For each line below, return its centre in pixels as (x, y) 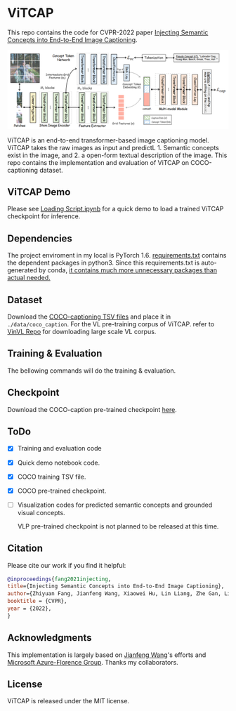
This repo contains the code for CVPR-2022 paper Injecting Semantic (108, 32)
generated (22, 270)
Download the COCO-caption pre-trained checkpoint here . (92, 409)
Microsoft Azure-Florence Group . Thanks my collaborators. (93, 662)
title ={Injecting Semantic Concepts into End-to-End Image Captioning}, (116, 586)
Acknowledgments (50, 638)
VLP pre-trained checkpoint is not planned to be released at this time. (118, 526)
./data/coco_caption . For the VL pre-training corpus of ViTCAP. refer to (111, 324)
